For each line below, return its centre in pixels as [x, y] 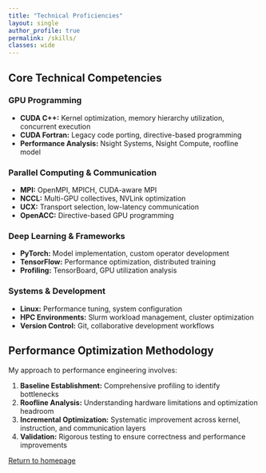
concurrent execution [55, 126]
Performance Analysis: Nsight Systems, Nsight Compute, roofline [129, 143]
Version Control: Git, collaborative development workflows [117, 325]
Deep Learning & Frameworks [67, 236]
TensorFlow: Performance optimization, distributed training [118, 262]
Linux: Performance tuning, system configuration [101, 308]
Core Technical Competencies [85, 78]
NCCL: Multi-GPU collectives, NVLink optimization [103, 199]
